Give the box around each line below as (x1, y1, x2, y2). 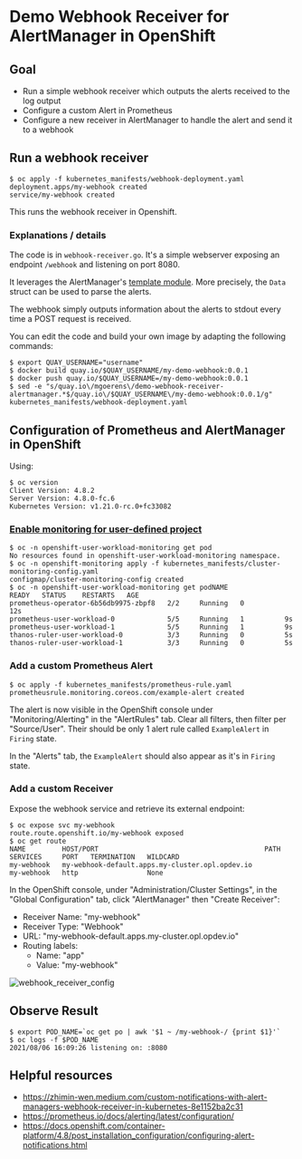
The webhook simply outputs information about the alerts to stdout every (9, 304, 282, 314)
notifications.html (22, 1140, 88, 1151)
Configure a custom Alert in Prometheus (22, 105, 174, 115)
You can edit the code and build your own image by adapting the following (9, 331, 287, 342)
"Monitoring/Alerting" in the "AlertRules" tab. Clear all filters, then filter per (9, 713, 287, 724)
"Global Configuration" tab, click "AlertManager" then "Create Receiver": (9, 893, 280, 904)
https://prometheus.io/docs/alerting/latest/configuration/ (22, 1111, 235, 1122)
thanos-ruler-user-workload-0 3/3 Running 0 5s (9, 631, 294, 640)
